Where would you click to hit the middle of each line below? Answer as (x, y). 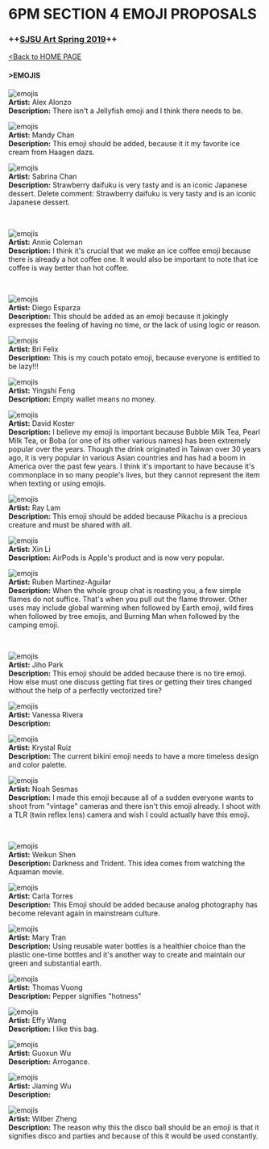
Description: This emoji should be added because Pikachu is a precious (128, 516)
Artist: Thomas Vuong (46, 987)
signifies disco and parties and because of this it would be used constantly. (134, 1135)
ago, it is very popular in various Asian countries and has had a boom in (127, 457)
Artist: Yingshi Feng (42, 390)
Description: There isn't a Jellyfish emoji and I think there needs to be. (126, 111)
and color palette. (37, 764)
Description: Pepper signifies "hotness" (75, 995)
